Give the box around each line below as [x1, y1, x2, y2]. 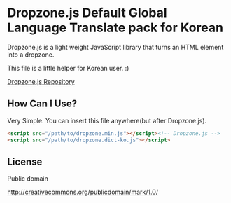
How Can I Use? [7, 98, 78, 110]
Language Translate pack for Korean [7, 20, 224, 36]
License [7, 155, 43, 167]
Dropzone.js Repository [7, 77, 75, 85]
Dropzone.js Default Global [7, 5, 167, 21]
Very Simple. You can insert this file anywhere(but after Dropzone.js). [7, 116, 207, 125]
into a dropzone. [7, 50, 55, 59]
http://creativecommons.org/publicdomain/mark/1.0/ [7, 188, 159, 197]
